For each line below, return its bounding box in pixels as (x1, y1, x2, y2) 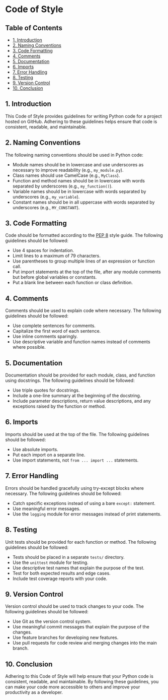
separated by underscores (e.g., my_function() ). (12, 183, 113, 189)
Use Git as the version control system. (12, 618, 92, 624)
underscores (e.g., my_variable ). (12, 194, 80, 200)
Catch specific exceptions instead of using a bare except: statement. (12, 500, 156, 506)
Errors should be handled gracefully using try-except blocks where (5, 485, 144, 491)
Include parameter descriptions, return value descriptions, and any (12, 398, 151, 404)
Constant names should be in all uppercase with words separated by (12, 199, 155, 205)
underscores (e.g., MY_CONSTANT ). (12, 204, 80, 210)
